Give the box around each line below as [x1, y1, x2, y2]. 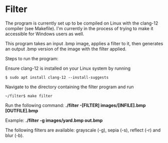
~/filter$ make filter [5, 93, 53, 98]
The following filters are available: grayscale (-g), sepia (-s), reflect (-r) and [5, 127, 161, 133]
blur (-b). [5, 132, 24, 138]
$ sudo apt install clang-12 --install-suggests [5, 75, 109, 80]
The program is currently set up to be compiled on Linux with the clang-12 [5, 20, 158, 26]
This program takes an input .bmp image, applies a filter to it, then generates [5, 40, 163, 46]
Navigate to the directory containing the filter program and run [5, 84, 134, 90]
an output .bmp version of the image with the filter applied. [5, 46, 127, 52]
